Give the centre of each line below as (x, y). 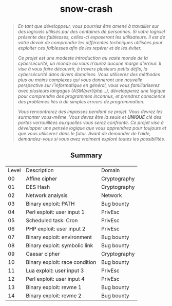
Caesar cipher (43, 254)
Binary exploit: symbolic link (59, 245)
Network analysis (46, 195)
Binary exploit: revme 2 (53, 295)
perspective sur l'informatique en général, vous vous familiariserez (89, 85)
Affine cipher (41, 178)
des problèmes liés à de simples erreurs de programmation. (81, 102)
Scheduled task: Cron (52, 220)
